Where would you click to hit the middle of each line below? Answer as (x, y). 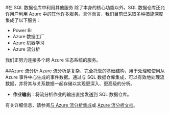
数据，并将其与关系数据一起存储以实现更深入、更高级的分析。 (70, 83)
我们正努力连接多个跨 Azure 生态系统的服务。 (53, 60)
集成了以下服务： (23, 20)
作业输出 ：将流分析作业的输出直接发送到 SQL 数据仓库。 (72, 94)
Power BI (22, 30)
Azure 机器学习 (29, 43)
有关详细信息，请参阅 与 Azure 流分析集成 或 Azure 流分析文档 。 (72, 105)
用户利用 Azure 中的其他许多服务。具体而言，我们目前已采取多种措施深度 (86, 14)
